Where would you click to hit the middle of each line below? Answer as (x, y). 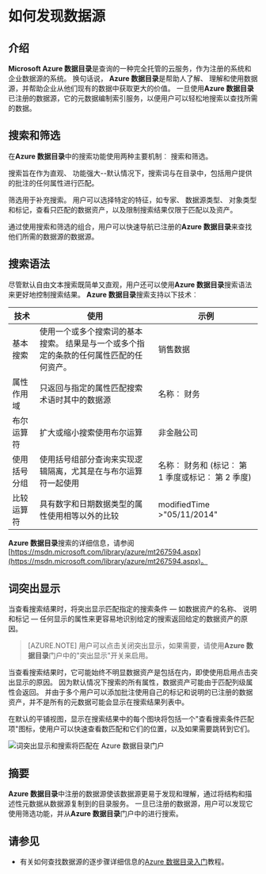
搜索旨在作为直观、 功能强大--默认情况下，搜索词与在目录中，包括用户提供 (130, 173)
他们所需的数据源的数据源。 (53, 236)
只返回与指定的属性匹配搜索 (91, 388)
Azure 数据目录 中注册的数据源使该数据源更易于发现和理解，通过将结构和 (127, 794)
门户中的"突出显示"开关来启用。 (101, 656)
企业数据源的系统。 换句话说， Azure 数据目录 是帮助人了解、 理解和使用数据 (133, 79)
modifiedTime (184, 504)
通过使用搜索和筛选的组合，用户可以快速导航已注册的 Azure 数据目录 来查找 (130, 226)
